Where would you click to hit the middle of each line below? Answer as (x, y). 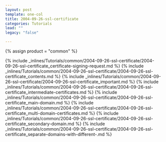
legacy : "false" (22, 33)
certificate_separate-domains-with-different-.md (55, 134)
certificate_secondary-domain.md (40, 124)
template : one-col (24, 14)
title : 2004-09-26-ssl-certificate (42, 19)
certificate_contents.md (29, 76)
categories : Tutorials (28, 24)
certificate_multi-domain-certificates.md (47, 113)
